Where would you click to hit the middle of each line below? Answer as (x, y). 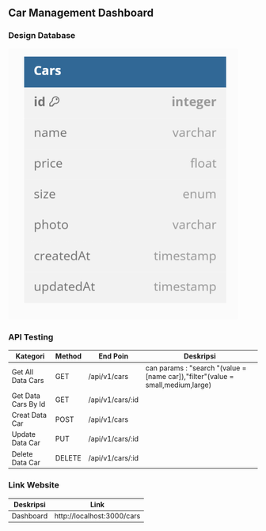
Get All (23, 372)
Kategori (30, 356)
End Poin (114, 356)
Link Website (34, 485)
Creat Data (29, 415)
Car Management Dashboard (81, 13)
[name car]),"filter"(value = (190, 376)
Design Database (42, 36)
